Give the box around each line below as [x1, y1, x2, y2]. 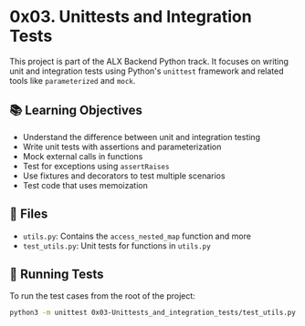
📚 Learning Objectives [9, 103, 143, 118]
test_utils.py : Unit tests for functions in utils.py [22, 239, 212, 251]
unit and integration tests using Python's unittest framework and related [9, 66, 285, 76]
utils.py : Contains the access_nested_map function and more [22, 230, 251, 241]
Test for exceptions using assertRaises [22, 160, 170, 171]
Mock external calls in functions [22, 150, 143, 161]
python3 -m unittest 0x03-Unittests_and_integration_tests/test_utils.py [9, 308, 297, 318]
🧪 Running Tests [9, 266, 104, 281]
